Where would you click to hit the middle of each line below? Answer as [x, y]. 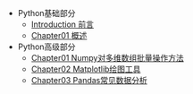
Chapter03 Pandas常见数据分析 [89, 80]
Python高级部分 [46, 47]
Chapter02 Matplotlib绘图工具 [86, 69]
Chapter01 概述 [59, 35]
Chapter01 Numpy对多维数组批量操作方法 [108, 58]
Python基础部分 [46, 13]
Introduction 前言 [63, 24]
